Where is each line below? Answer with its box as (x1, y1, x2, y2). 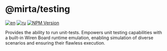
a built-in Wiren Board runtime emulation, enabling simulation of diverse (5, 35, 154, 41)
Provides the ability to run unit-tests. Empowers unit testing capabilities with (5, 29, 162, 35)
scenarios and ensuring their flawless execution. (5, 40, 105, 46)
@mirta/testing (5, 3, 70, 15)
